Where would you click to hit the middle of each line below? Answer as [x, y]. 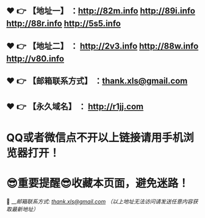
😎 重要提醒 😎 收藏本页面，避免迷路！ [98, 183]
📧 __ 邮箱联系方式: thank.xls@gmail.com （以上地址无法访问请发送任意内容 [100, 201]
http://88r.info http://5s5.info [63, 24]
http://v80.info [35, 58]
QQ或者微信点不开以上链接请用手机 [95, 137]
